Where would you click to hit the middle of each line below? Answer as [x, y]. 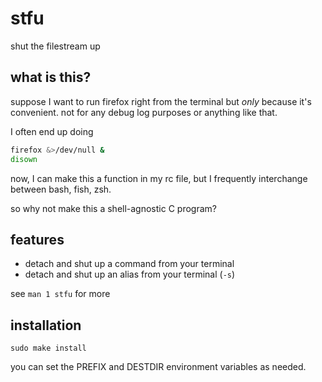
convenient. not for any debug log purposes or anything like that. [144, 112]
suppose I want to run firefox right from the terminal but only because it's [161, 101]
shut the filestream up [55, 46]
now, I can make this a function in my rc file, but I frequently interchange [159, 178]
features [37, 239]
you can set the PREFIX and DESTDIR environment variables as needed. [158, 367]
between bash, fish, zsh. [61, 189]
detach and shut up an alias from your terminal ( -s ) [130, 274]
